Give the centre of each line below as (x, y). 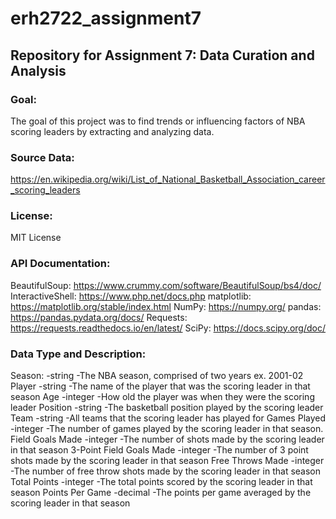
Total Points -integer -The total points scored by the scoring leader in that (161, 482)
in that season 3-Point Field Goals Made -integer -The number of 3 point (159, 450)
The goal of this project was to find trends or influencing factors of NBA (158, 121)
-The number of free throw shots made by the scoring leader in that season (166, 471)
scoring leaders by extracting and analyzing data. (112, 131)
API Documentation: (60, 264)
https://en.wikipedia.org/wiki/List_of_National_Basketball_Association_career (168, 179)
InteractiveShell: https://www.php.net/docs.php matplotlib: (131, 296)
